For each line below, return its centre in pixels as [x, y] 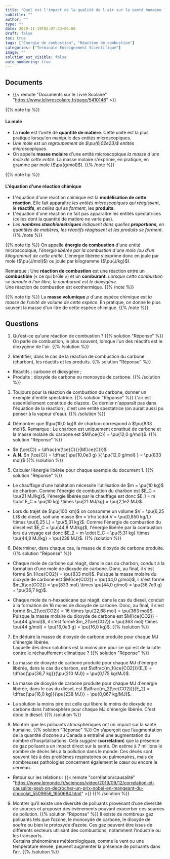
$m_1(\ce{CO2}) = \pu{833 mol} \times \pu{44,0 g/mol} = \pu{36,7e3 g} [87, 585]
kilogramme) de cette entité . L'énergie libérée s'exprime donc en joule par [82, 256]
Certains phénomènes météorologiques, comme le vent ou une [78, 841]
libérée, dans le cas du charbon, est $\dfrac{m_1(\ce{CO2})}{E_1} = [82, 668]
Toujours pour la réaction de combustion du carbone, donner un [79, 392]
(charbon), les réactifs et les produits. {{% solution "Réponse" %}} [82, 362]
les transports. [28, 836]
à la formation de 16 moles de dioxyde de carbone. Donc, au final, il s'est [88, 606]
